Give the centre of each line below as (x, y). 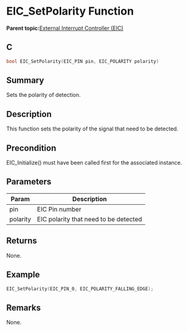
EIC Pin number (59, 209)
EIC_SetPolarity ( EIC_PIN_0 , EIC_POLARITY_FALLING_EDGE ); (80, 289)
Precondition (31, 148)
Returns (22, 241)
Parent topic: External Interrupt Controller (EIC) (65, 28)
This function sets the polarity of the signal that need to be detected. (92, 129)
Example (23, 275)
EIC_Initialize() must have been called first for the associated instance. (94, 163)
